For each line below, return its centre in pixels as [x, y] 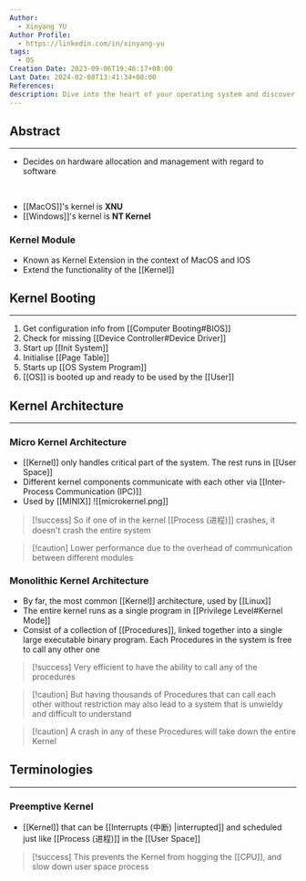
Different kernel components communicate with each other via [140, 482]
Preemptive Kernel [51, 806]
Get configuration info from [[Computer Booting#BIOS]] [127, 328]
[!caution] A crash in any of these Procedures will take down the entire [163, 731]
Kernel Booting [53, 298]
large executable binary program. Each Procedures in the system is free [157, 639]
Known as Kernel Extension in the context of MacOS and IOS [137, 260]
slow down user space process [90, 866]
